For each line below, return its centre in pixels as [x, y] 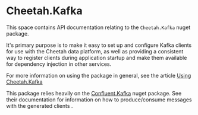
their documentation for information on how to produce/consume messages [99, 100]
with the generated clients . [40, 106]
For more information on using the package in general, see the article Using [99, 75]
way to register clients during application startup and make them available [97, 57]
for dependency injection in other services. [59, 64]
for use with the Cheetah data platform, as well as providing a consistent [95, 51]
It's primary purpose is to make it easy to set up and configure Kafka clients [99, 45]
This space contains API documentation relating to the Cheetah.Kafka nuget [98, 27]
